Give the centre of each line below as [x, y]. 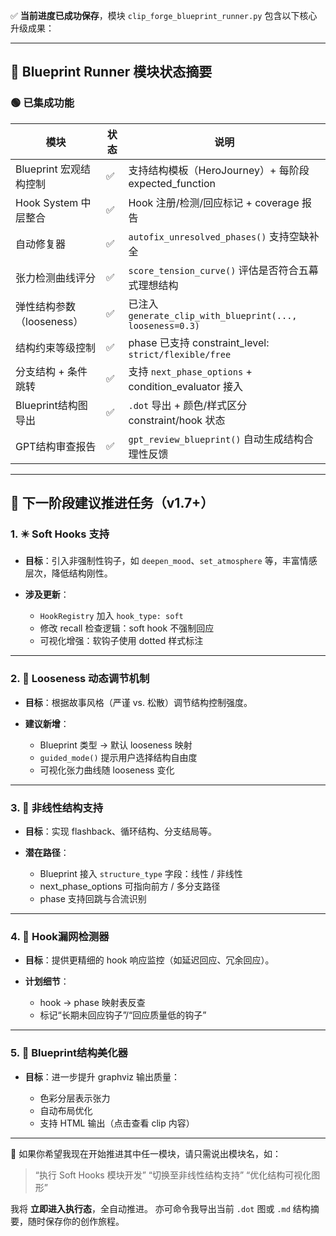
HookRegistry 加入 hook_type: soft [111, 616]
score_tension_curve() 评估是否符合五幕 [223, 270]
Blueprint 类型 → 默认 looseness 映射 [116, 745]
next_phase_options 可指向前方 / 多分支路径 [130, 886]
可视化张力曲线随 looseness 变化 [107, 770]
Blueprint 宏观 [48, 169]
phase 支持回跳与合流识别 [93, 898]
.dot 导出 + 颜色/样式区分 [188, 405]
